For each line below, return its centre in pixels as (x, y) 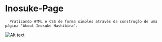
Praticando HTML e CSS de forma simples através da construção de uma (83, 21)
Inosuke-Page (34, 9)
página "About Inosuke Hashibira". (42, 26)
